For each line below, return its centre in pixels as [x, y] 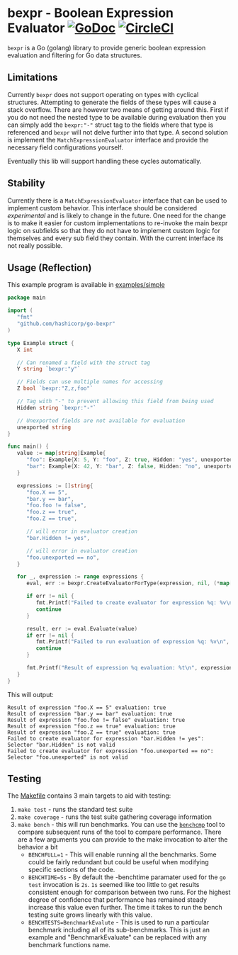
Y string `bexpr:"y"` [49, 369]
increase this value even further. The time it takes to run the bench [125, 908]
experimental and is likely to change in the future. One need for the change [117, 215]
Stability [26, 183]
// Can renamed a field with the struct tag [84, 363]
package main [27, 298]
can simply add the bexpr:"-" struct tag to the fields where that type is [110, 125]
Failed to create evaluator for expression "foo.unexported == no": [110, 751]
